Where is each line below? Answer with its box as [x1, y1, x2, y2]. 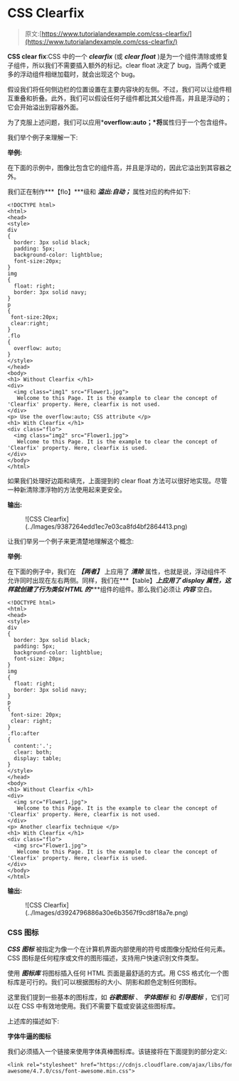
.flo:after [7, 729, 40, 737]
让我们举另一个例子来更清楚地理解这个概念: [7, 537, 134, 545]
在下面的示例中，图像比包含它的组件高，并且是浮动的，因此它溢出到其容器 [7, 163, 225, 172]
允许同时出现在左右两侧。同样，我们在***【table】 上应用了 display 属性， [7, 576, 225, 584]
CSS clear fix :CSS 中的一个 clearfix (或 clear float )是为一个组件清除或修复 [7, 52, 229, 60]
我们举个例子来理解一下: [7, 133, 78, 142]
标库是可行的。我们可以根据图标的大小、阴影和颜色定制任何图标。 [7, 978, 201, 986]
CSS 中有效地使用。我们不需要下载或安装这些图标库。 [21, 1002, 180, 1011]
